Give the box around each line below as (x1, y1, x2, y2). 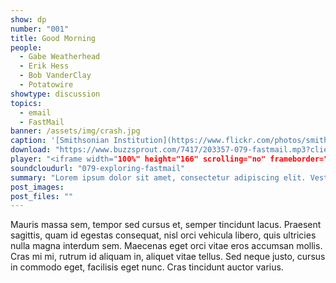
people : (10, 42, 43, 53)
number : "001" (10, 24, 70, 34)
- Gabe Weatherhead (19, 52, 101, 62)
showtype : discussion (10, 89, 101, 99)
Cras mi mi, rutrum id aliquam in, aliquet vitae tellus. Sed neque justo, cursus (10, 251, 326, 263)
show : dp (10, 14, 47, 25)
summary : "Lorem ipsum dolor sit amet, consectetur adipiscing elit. (10, 172, 307, 183)
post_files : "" (10, 191, 74, 201)
